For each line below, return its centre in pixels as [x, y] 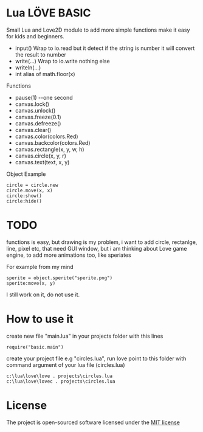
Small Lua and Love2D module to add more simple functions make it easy [98, 30]
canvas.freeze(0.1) [38, 117]
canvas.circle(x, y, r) [41, 156]
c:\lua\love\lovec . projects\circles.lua [61, 381]
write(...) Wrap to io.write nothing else [63, 61]
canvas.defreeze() [38, 123]
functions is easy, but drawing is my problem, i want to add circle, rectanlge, [102, 242]
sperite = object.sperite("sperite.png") [60, 278]
